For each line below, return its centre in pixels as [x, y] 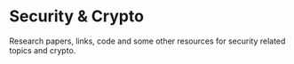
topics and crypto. [43, 50]
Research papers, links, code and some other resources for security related [147, 41]
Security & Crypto [77, 16]
